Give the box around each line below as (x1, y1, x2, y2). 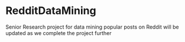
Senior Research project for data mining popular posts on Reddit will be (5, 23, 179, 30)
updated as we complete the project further (5, 29, 112, 36)
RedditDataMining (5, 4, 96, 17)
